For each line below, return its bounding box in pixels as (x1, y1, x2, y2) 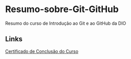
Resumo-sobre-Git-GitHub (5, 4, 119, 15)
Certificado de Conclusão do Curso (5, 48, 79, 54)
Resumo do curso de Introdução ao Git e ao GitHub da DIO (5, 20, 126, 26)
